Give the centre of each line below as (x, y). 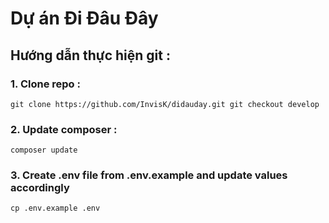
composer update (44, 150)
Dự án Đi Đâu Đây (84, 18)
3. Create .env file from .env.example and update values (149, 175)
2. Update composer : (64, 129)
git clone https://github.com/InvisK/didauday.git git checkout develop (165, 104)
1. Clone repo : (45, 84)
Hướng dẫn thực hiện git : (90, 55)
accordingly (40, 188)
